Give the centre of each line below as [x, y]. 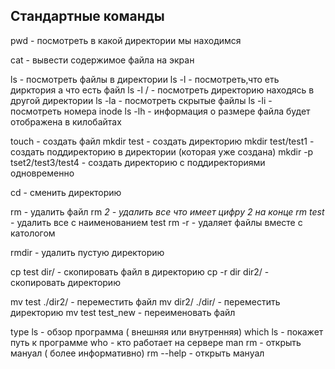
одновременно [42, 173]
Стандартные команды [87, 16]
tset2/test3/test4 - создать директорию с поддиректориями [138, 162]
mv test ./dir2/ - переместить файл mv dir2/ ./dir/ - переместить [145, 301]
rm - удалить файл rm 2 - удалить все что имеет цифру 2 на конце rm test [167, 211]
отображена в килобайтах [66, 121]
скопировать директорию [65, 282]
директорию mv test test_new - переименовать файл [123, 312]
